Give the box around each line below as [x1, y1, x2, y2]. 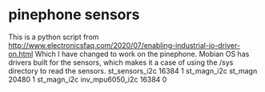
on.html [8, 49, 34, 58]
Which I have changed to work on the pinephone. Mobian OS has [34, 49, 250, 58]
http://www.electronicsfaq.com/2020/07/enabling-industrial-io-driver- [8, 40, 241, 50]
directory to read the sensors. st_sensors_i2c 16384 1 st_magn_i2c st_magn [8, 66, 258, 75]
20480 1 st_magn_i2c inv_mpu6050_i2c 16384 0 [8, 74, 167, 84]
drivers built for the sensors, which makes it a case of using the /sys [8, 58, 234, 67]
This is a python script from [8, 32, 99, 42]
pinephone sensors [8, 6, 140, 24]
